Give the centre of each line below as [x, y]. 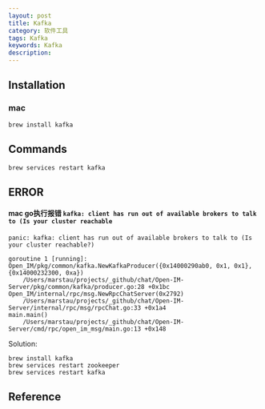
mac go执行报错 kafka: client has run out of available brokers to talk [132, 214]
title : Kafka [30, 23]
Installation [37, 85]
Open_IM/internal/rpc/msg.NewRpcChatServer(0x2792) [96, 294]
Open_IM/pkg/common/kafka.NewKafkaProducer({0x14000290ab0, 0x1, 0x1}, [130, 266]
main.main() [28, 315]
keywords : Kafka [35, 46]
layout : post [30, 16]
